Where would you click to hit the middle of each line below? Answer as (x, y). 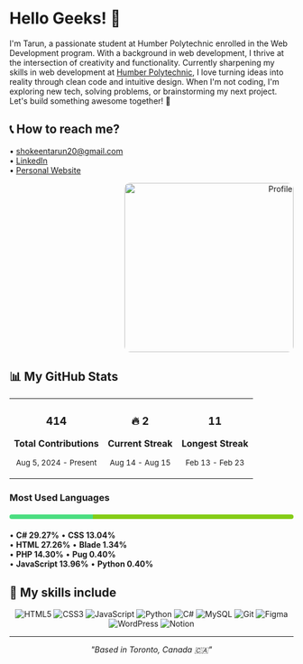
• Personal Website (45, 170)
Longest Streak (215, 444)
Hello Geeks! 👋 (65, 18)
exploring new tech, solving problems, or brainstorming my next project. (143, 91)
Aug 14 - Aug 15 (140, 463)
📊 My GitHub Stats (64, 377)
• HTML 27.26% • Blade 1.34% (69, 545)
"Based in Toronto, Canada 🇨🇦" (151, 650)
